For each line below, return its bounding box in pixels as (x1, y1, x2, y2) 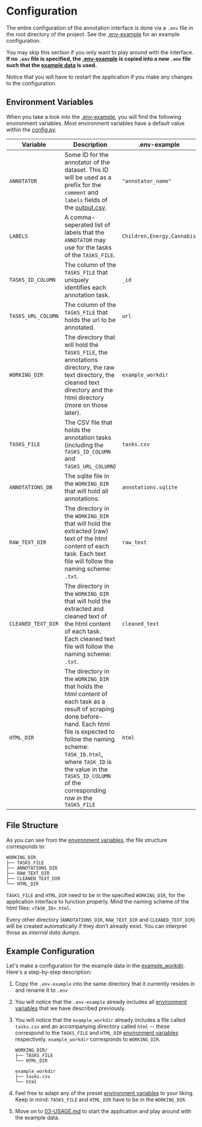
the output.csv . (64, 203, 107, 212)
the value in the (64, 765, 108, 773)
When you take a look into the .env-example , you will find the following (6, 113, 182, 120)
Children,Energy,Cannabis (122, 232, 197, 240)
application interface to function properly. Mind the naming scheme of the (6, 898, 189, 905)
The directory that (64, 333, 115, 341)
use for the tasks (64, 243, 112, 252)
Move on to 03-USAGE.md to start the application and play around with (14, 1108, 191, 1115)
